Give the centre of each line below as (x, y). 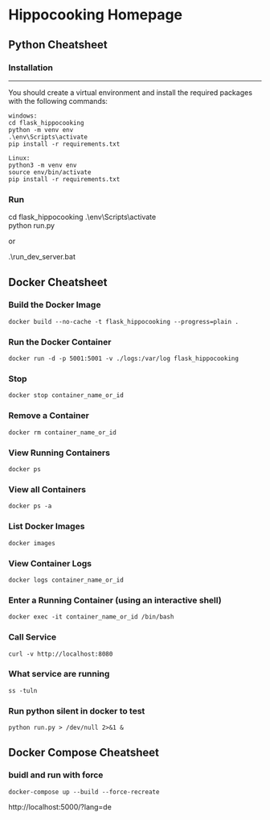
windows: (23, 116)
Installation (31, 68)
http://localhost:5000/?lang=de (60, 806)
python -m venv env (41, 130)
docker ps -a (30, 506)
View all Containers (47, 489)
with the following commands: (58, 101)
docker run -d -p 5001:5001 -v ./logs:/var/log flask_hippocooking (124, 359)
